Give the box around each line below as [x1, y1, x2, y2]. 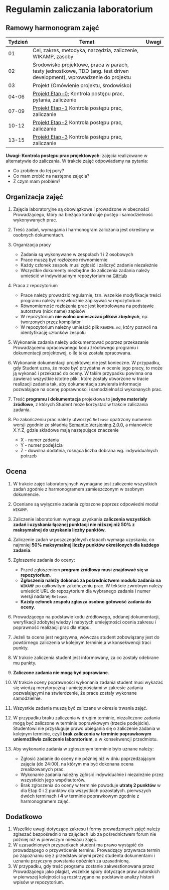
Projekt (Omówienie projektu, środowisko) [33, 82, 132, 89]
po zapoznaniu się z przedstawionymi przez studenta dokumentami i [13, 852, 155, 859]
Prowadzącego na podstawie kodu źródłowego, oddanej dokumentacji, [13, 613, 160, 619]
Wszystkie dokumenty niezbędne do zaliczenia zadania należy [20, 267, 150, 273]
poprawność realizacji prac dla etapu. [13, 624, 91, 630]
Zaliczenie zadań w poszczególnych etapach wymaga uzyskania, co [13, 536, 154, 543]
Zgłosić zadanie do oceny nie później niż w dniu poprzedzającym [20, 755, 155, 761]
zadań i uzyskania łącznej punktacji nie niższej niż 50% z [13, 521, 135, 528]
